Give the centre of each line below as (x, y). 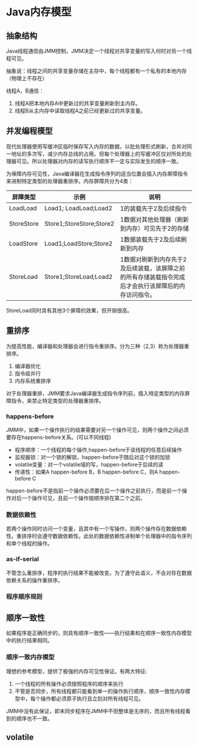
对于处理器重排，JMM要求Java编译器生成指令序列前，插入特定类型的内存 (95, 393)
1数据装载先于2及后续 (151, 239)
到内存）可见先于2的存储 (154, 228)
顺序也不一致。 (34, 718)
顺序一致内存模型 (30, 657)
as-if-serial (23, 559)
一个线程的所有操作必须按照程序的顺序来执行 (69, 683)
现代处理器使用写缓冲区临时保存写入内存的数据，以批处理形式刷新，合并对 (96, 146)
